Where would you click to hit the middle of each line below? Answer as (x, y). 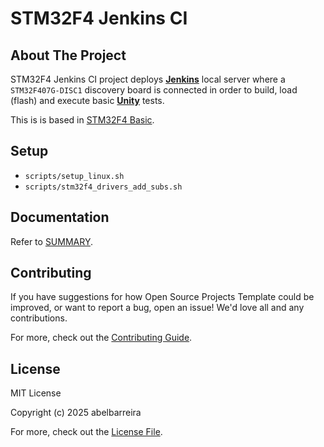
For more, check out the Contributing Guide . (101, 338)
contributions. (39, 318)
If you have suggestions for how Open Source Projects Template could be (162, 297)
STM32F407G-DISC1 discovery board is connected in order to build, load (154, 90)
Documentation (60, 217)
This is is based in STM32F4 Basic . (82, 120)
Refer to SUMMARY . (51, 241)
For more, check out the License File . (86, 432)
